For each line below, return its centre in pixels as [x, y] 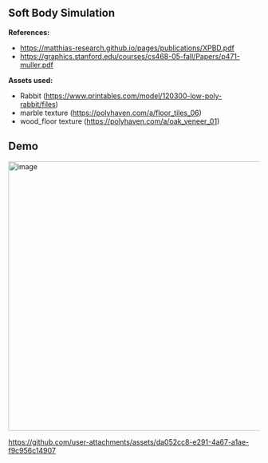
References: [29, 32]
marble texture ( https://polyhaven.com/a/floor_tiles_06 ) [110, 113]
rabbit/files [37, 104]
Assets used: [31, 80]
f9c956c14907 [32, 450]
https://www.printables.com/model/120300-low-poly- [134, 96]
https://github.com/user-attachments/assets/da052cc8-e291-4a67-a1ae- [129, 441]
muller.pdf [37, 65]
